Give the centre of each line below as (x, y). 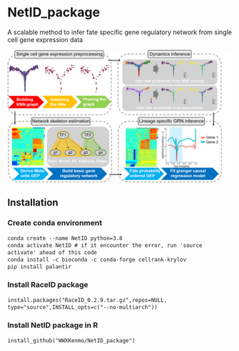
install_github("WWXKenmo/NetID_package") (71, 341)
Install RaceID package (48, 284)
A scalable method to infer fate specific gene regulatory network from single (119, 32)
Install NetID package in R (53, 325)
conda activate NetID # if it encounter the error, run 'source (105, 245)
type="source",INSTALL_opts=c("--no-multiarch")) (83, 308)
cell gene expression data (45, 39)
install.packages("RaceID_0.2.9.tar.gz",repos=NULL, (87, 300)
